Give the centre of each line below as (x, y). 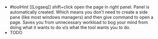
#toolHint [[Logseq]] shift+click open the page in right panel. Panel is (79, 7)
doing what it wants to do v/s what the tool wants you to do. (70, 27)
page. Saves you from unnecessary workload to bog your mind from (79, 22)
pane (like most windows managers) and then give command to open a (81, 17)
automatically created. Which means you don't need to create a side (79, 12)
